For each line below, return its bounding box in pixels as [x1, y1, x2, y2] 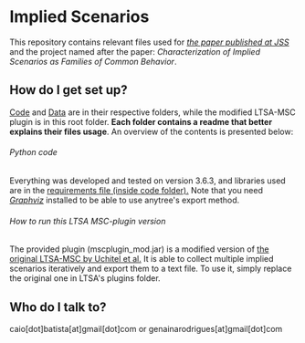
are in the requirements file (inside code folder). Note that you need [9, 184, 263, 195]
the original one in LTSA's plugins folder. [9, 273, 162, 284]
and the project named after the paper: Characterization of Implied [9, 46, 261, 57]
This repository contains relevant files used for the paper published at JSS [9, 36, 289, 47]
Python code [9, 147, 58, 158]
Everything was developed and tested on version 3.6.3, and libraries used [9, 175, 286, 186]
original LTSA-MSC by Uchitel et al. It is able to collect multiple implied [9, 254, 274, 265]
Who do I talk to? [9, 299, 107, 315]
